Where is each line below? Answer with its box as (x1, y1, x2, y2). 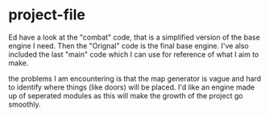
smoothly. (8, 99, 42, 109)
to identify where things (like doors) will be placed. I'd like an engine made (8, 82, 255, 92)
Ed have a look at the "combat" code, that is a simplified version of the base (8, 32, 260, 42)
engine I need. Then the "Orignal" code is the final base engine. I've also (8, 40, 250, 50)
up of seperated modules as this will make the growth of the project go (8, 90, 243, 100)
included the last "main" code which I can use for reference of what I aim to (8, 49, 259, 59)
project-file (8, 6, 86, 24)
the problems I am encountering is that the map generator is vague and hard (8, 73, 262, 83)
